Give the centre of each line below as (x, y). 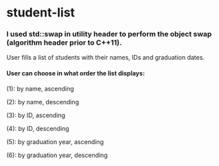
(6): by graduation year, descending (57, 155)
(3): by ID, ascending (36, 115)
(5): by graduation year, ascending (55, 141)
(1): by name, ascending (41, 88)
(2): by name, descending (43, 102)
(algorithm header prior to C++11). (64, 43)
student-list (41, 13)
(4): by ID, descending (38, 128)
